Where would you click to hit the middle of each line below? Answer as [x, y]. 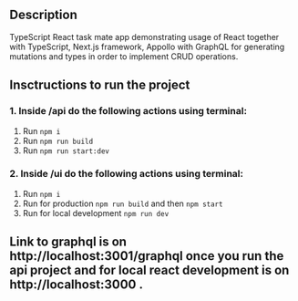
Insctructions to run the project [100, 85]
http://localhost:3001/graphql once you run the [147, 256]
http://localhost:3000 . [77, 285]
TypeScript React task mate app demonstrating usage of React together [144, 36]
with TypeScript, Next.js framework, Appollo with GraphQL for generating [147, 47]
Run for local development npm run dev [96, 213]
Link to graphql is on [68, 242]
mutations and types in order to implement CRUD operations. [124, 56]
